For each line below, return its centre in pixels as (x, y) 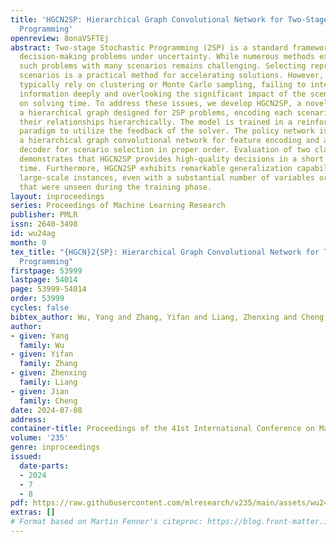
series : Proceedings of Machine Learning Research (118, 206)
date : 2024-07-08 (46, 410)
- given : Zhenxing (48, 373)
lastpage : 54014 (44, 280)
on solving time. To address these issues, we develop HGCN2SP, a (160, 103)
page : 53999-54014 (48, 289)
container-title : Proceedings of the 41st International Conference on (162, 429)
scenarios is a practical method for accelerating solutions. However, (172, 76)
